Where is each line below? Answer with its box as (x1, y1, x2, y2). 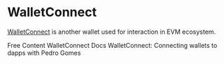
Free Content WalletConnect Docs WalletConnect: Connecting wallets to (7, 41, 218, 49)
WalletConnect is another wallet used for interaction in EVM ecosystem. (7, 27, 216, 36)
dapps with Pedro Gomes (7, 49, 81, 57)
